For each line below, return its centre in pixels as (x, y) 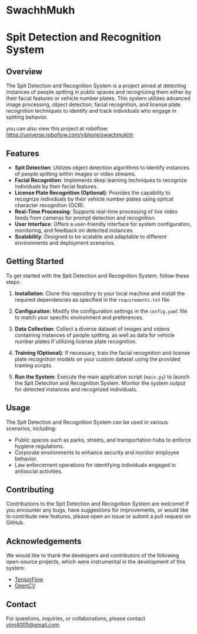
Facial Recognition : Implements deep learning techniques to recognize (101, 180)
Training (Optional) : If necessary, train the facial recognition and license (102, 352)
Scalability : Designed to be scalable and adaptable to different (91, 236)
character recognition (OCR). (50, 205)
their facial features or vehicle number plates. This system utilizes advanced (98, 99)
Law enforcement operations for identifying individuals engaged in (95, 465)
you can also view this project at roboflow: (57, 129)
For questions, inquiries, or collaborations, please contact (76, 619)
